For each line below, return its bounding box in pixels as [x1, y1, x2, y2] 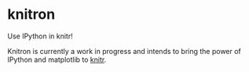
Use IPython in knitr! [7, 31, 73, 41]
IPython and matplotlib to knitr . [7, 55, 107, 64]
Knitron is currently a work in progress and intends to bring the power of [7, 46, 241, 56]
